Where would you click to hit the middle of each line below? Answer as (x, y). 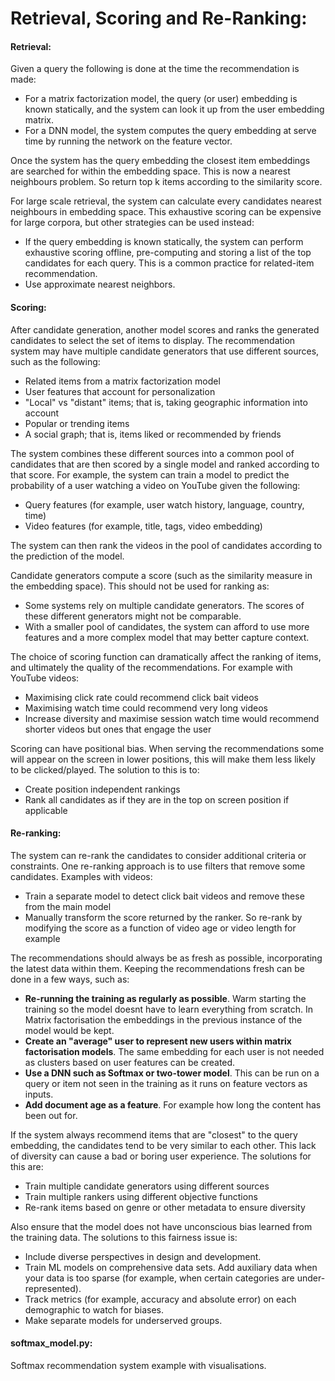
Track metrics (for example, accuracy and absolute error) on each (160, 1299)
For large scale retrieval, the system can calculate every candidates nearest (166, 201)
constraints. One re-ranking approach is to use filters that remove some (158, 866)
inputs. (39, 1094)
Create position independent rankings (102, 789)
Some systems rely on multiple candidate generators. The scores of (164, 605)
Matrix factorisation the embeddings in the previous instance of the (163, 1019)
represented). (53, 1288)
